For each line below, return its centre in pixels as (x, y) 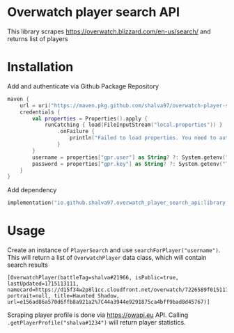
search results (28, 265)
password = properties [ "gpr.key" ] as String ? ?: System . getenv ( (127, 164)
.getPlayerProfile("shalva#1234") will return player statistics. (96, 323)
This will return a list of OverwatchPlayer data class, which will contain (107, 258)
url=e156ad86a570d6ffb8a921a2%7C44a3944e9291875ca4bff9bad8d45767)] (109, 302)
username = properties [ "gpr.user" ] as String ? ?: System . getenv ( (129, 157)
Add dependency (32, 190)
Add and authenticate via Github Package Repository (83, 86)
